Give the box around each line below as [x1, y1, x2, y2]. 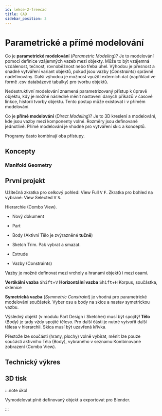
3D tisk [5, 375, 27, 383]
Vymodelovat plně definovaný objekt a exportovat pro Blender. [5, 397, 130, 402]
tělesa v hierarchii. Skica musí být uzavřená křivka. [5, 324, 107, 330]
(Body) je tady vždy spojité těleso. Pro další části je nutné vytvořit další [5, 319, 147, 325]
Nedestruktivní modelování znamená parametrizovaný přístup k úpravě [5, 88, 147, 94]
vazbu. [5, 304, 19, 310]
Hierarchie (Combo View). [5, 204, 57, 210]
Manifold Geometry [5, 161, 52, 168]
